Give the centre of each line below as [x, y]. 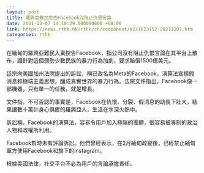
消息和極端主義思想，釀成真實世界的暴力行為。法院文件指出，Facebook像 [99, 81]
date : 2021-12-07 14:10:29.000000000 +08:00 [64, 23]
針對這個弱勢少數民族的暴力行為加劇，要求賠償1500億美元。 [98, 61]
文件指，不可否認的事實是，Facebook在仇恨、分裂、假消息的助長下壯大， [99, 102]
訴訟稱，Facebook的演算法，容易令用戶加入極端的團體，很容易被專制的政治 [102, 122]
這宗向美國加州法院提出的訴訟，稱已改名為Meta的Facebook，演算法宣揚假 [100, 73]
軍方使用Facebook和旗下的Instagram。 [56, 151]
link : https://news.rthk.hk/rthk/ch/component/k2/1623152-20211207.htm [100, 29]
